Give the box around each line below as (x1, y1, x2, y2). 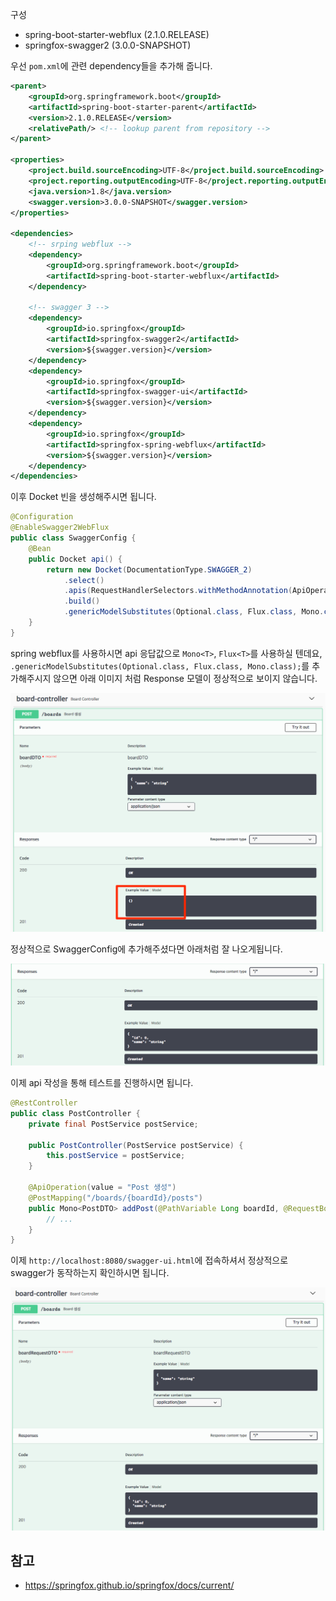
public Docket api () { (28, 554, 123, 564)
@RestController (10, 1098, 78, 1108)
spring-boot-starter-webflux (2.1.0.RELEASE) (24, 29, 210, 40)
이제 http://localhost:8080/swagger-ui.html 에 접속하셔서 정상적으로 (10, 1254, 289, 1267)
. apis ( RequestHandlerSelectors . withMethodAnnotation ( (63, 586, 293, 596)
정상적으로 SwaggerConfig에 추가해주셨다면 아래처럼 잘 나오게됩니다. (10, 943, 283, 955)
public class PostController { (10, 1108, 141, 1118)
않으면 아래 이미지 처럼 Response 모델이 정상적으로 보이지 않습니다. (53, 672, 318, 684)
